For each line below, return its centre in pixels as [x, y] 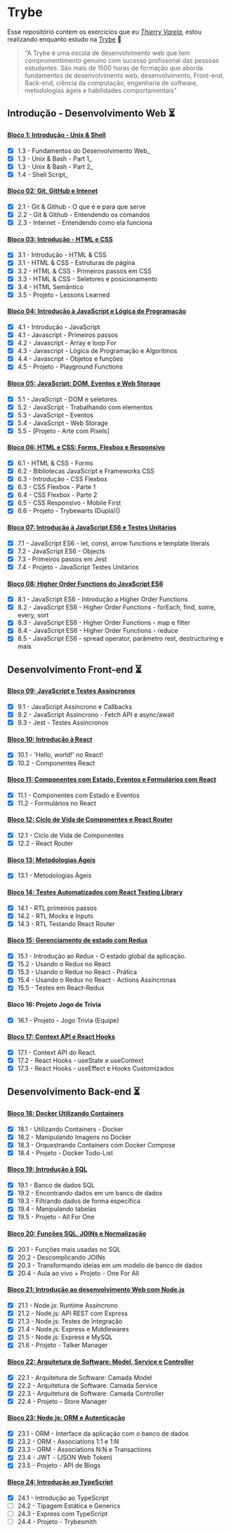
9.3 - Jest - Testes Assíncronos [63, 722]
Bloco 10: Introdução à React [50, 739]
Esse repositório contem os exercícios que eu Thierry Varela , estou [105, 32]
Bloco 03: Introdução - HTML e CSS [60, 239]
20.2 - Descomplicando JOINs [61, 1257]
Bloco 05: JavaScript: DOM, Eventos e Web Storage [84, 383]
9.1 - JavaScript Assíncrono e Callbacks [74, 707]
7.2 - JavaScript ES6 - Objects [61, 551]
